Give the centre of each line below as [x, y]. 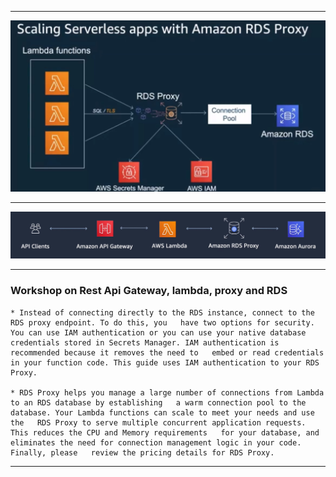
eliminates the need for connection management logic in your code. [156, 442]
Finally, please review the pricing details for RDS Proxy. [142, 452]
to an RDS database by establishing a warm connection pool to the [158, 402]
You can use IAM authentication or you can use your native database [158, 332]
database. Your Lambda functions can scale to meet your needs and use [162, 412]
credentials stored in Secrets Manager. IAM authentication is [145, 342]
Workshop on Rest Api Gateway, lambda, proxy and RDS [149, 291]
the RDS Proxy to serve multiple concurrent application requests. [158, 422]
